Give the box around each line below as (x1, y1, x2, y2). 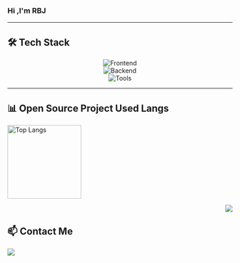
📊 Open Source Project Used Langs (7, 102, 169, 114)
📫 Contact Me (7, 225, 74, 237)
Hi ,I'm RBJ (7, 6, 46, 16)
